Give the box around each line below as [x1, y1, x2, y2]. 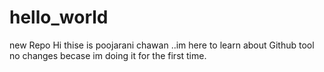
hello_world [9, 6, 109, 29]
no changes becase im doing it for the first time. [9, 49, 207, 61]
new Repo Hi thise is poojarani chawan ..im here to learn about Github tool [9, 39, 315, 51]
